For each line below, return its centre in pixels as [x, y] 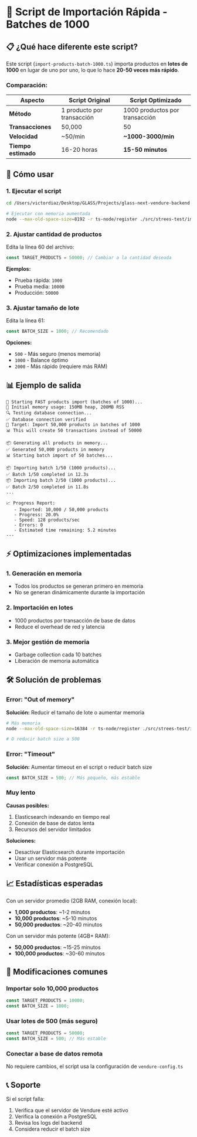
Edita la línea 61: [26, 321]
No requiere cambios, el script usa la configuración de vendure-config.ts [95, 1067]
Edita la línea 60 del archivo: [40, 247]
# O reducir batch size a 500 [43, 739]
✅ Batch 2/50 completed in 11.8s [47, 487]
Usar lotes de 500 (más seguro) [52, 1021]
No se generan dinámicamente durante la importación [80, 593]
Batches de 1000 [48, 24]
